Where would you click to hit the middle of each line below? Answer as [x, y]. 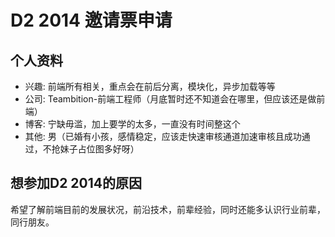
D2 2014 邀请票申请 [91, 20]
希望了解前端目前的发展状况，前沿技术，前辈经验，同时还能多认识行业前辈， [168, 209]
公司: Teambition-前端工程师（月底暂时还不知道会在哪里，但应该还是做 [170, 99]
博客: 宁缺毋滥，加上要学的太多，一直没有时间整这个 [132, 124]
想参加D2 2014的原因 [76, 183]
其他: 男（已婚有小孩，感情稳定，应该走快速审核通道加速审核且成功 [163, 136]
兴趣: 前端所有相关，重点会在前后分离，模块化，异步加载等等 [150, 86]
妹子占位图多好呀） [99, 149]
